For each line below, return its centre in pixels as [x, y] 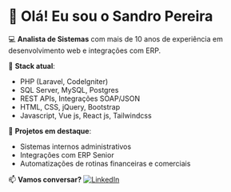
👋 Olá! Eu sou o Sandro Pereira [111, 16]
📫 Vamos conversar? [45, 179]
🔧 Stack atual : [32, 66]
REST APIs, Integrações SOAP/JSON [80, 98]
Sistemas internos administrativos [76, 146]
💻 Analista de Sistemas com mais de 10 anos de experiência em [116, 38]
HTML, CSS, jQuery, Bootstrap [70, 106]
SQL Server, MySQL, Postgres [69, 90]
